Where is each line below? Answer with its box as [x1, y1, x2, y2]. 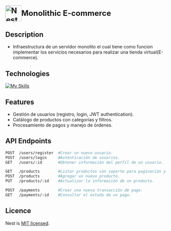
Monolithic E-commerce [21, 8, 112, 18]
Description [5, 30, 44, 39]
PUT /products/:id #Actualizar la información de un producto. [5, 178, 155, 184]
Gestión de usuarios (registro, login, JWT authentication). [12, 111, 134, 117]
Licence [5, 207, 32, 215]
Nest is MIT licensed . [5, 220, 50, 226]
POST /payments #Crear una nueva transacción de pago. [5, 188, 143, 193]
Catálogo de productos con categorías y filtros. [12, 117, 113, 123]
